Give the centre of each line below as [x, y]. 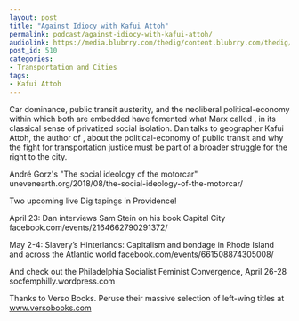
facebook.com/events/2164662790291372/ [89, 227]
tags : [19, 76]
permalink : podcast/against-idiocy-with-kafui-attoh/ [111, 34]
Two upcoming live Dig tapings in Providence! [93, 201]
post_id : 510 [33, 51]
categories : [31, 59]
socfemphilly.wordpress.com [62, 281]
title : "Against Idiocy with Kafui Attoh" [89, 26]
